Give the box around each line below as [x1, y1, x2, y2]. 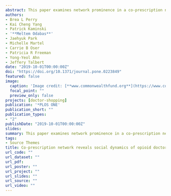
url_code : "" [5, 150, 33, 155]
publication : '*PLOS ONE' [5, 103, 60, 108]
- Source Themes [5, 140, 40, 145]
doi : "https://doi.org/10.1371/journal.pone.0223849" [5, 69, 122, 75]
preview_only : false [10, 93, 53, 98]
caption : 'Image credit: [10, 83, 63, 88]
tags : [5, 136, 17, 141]
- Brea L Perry [5, 17, 38, 22]
